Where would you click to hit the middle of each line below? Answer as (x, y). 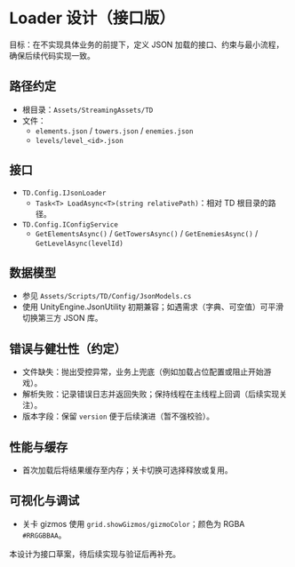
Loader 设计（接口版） (92, 18)
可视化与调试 (44, 501)
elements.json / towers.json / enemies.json (114, 131)
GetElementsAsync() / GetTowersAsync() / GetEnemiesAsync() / (147, 233)
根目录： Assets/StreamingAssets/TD (88, 109)
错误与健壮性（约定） (68, 349)
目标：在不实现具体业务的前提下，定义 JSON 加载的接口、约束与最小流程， (147, 44)
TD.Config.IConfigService (70, 224)
